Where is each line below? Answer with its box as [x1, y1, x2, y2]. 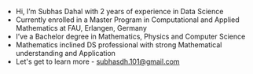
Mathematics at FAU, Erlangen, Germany [15, 24, 147, 32]
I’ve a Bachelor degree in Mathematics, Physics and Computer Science [15, 31, 246, 41]
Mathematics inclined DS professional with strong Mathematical [15, 40, 222, 50]
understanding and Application [15, 49, 116, 57]
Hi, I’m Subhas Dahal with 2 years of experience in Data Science [15, 7, 224, 16]
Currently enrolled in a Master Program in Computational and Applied [15, 15, 240, 24]
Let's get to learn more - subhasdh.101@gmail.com [15, 57, 180, 66]
